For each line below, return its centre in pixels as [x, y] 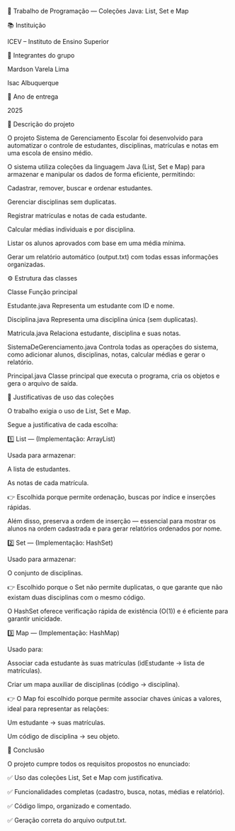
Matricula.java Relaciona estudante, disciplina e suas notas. [94, 333]
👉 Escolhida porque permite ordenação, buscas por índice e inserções [111, 497]
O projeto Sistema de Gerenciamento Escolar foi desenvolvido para [105, 138]
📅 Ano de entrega [33, 97]
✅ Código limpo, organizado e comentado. [70, 806]
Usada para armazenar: [42, 455]
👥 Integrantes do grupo [41, 55]
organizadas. [26, 264]
